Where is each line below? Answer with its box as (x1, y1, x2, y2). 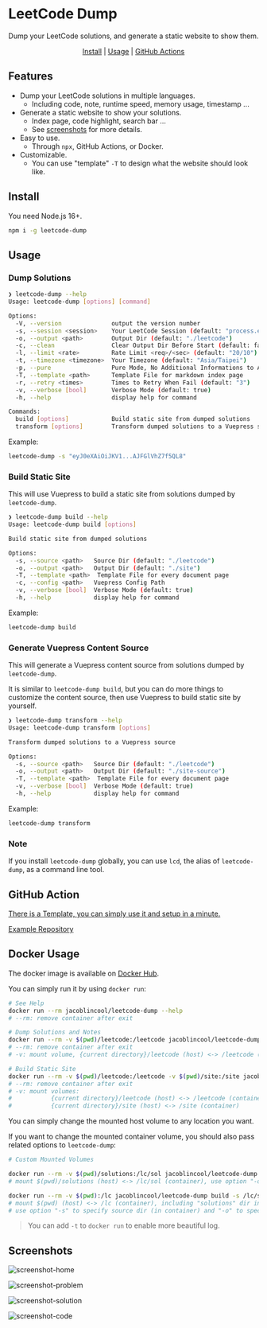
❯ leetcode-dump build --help (8, 513, 109, 521)
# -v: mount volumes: (8, 1087, 80, 1095)
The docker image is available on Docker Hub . (8, 968, 160, 978)
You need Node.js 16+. (8, 211, 83, 220)
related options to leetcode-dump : (8, 1140, 117, 1150)
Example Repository (8, 924, 74, 933)
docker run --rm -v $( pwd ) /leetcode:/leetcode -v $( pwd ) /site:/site (8, 1072, 240, 1081)
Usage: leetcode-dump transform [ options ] (8, 723, 151, 732)
